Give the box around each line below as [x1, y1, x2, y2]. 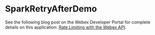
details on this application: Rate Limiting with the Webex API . [5, 24, 127, 30]
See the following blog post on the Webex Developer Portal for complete [5, 19, 151, 25]
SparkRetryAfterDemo [5, 3, 97, 14]
